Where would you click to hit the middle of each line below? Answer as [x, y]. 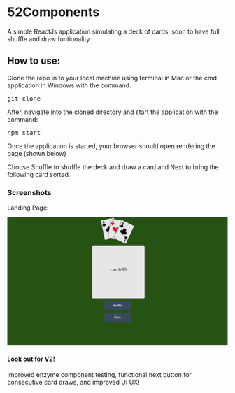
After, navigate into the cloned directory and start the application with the [113, 112]
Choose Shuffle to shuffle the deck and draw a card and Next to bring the [113, 167]
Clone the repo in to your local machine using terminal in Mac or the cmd [112, 78]
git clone [24, 98]
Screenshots [29, 192]
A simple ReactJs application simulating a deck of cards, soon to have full [113, 31]
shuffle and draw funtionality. [50, 38]
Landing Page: [28, 208]
